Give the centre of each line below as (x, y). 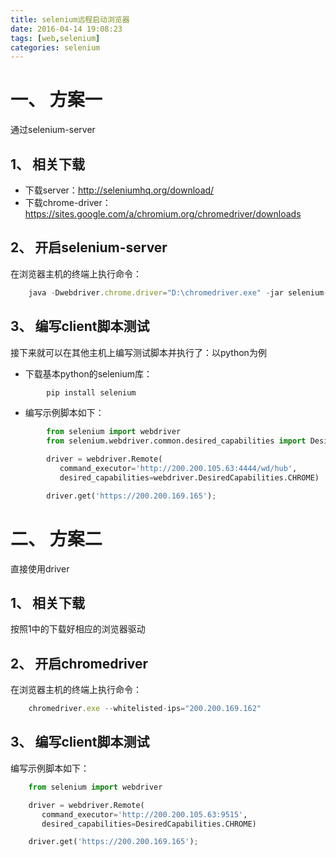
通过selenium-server (53, 130)
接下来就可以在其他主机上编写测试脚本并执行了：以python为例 (138, 352)
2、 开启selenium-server (89, 247)
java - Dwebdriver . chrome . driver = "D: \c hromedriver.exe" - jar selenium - (178, 292)
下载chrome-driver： (68, 202)
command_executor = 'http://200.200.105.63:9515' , (144, 814)
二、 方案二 (56, 538)
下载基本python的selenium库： (88, 373)
